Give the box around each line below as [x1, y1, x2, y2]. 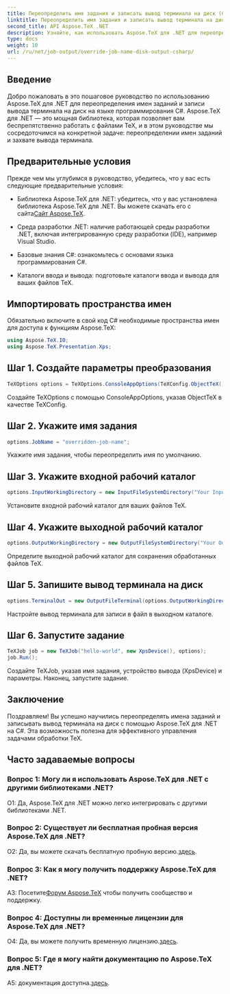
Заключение [7, 694, 64, 705]
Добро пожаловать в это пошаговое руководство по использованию [7, 92, 210, 100]
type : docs [7, 36, 38, 43]
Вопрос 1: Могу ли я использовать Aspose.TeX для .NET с [7, 774, 209, 784]
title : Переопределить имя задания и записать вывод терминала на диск [7, 10, 216, 17]
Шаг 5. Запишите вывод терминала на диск [7, 579, 203, 591]
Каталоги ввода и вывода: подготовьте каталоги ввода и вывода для [16, 271, 220, 279]
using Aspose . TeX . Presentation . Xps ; [7, 343, 112, 350]
